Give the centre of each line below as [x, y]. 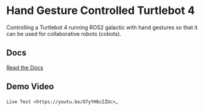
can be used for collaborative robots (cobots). [64, 33]
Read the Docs [25, 67]
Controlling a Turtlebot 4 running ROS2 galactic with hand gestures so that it [102, 27]
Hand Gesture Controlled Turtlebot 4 [100, 11]
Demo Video [30, 86]
